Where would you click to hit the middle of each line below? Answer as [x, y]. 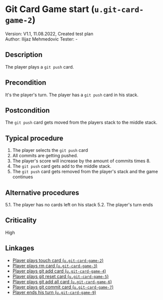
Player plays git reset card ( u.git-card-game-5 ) [60, 276]
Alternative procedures [42, 193]
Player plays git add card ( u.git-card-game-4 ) [59, 271]
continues [23, 177]
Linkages [20, 248]
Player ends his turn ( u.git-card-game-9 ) [54, 292]
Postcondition [27, 110]
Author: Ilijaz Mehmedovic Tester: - [41, 39]
